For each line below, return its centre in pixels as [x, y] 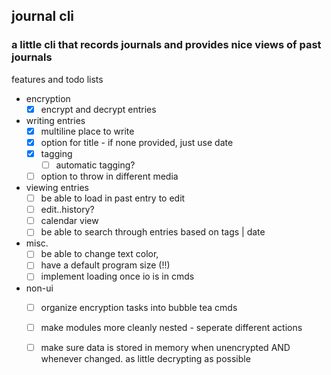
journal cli [43, 16]
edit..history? [67, 210]
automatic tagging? [95, 165]
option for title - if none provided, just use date [137, 142]
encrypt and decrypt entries [98, 109]
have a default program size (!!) [105, 265]
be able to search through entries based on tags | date [153, 232]
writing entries [55, 120]
